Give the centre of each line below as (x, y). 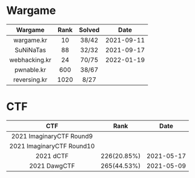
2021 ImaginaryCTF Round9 (52, 136)
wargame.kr (30, 40)
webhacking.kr (30, 60)
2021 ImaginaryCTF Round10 (52, 146)
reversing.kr (30, 80)
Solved (89, 30)
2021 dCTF (52, 156)
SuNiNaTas (31, 50)
